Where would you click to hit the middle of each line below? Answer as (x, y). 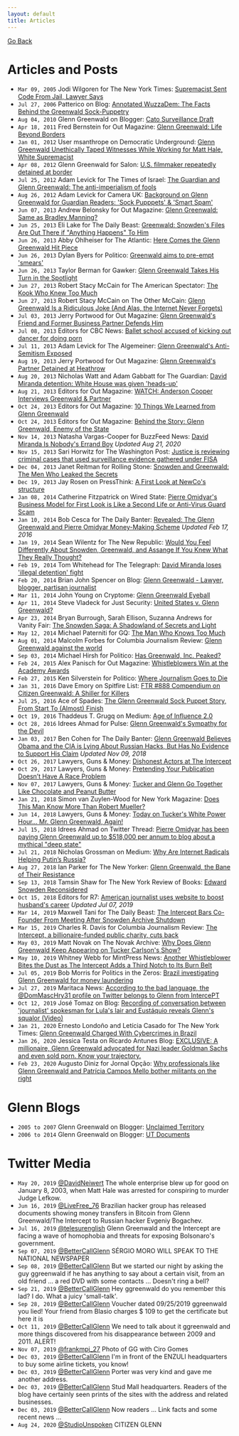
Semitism (31, 353)
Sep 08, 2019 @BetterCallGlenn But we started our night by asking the (121, 1266)
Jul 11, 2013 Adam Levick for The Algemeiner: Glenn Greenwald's (116, 346)
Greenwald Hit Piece (48, 248)
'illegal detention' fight (51, 572)
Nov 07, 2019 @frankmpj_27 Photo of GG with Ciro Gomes (103, 1349)
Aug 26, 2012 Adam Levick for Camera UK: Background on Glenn (113, 195)
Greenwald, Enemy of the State (63, 429)
